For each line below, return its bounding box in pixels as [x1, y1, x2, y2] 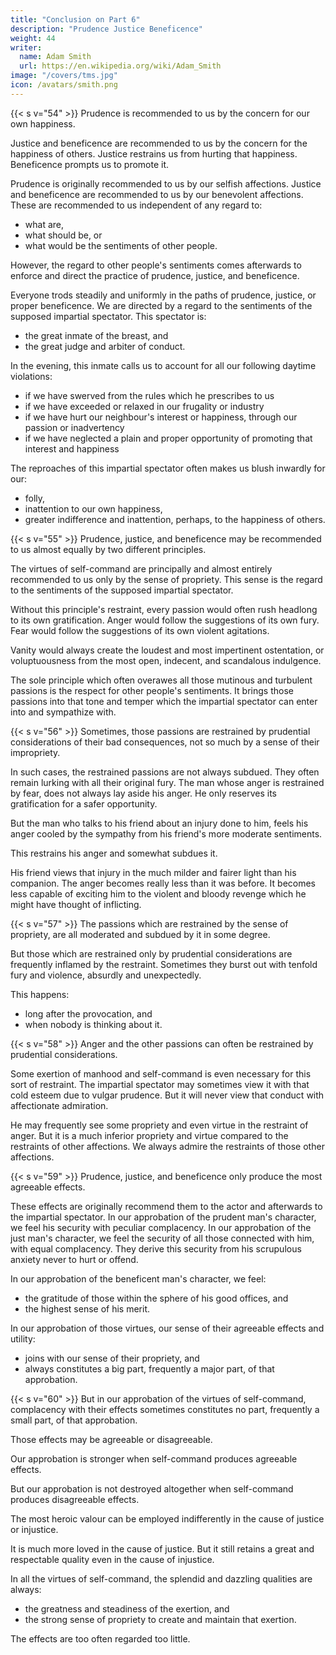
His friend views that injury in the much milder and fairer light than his [10, 866, 297, 878]
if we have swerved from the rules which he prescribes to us [24, 389, 275, 401]
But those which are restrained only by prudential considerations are [10, 947, 293, 960]
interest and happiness [24, 442, 120, 455]
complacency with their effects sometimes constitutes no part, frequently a [10, 1403, 320, 1415]
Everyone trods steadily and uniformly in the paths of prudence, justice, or [10, 289, 317, 301]
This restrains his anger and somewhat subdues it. [10, 847, 218, 859]
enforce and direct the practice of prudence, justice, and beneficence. [10, 269, 300, 281]
